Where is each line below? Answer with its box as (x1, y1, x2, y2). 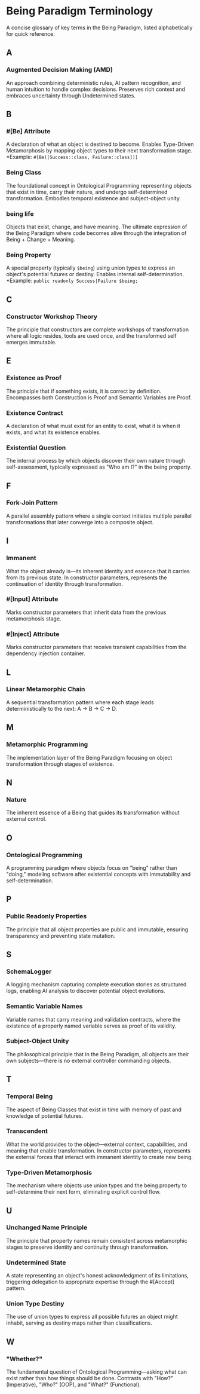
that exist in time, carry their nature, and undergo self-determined (6, 188, 168, 195)
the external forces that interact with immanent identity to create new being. (6, 1153, 193, 1160)
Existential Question (6, 444, 66, 452)
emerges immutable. (6, 338, 57, 346)
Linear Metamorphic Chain (6, 685, 85, 693)
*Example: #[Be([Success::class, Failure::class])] (6, 154, 139, 161)
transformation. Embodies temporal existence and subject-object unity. (6, 194, 181, 201)
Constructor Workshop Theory (6, 312, 98, 320)
